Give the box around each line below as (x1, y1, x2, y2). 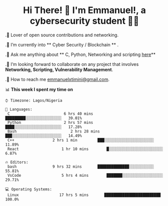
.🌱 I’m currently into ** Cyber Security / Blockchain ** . (5, 41, 119, 47)
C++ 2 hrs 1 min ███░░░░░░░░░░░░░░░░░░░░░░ (7, 138, 154, 143)
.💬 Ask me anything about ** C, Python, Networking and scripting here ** (5, 51, 156, 57)
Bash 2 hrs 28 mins (7, 128, 100, 134)
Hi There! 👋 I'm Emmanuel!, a (23, 5, 146, 16)
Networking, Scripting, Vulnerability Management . (5, 66, 113, 73)
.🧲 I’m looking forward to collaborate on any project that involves (5, 61, 139, 67)
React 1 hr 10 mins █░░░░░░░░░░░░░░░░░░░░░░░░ (7, 146, 163, 152)
